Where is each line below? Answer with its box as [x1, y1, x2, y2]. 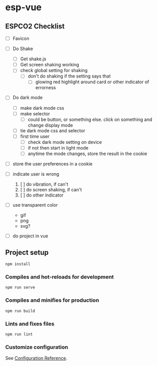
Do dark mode [12, 94, 43, 101]
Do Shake [12, 45, 33, 52]
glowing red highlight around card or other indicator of [35, 79, 149, 85]
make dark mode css [20, 105, 65, 111]
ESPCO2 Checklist [5, 22, 65, 31]
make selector [20, 110, 50, 116]
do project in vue [12, 233, 48, 239]
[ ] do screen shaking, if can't [20, 187, 82, 193]
